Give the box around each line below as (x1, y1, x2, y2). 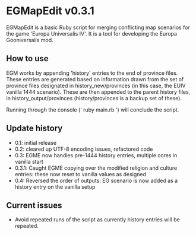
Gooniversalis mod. (6, 36, 53, 43)
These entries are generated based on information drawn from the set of (6, 75, 184, 82)
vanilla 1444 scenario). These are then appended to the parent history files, (6, 88, 191, 96)
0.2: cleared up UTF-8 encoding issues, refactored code (14, 145, 153, 153)
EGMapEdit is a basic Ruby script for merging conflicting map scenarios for (6, 24, 190, 31)
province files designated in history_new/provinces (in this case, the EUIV (6, 82, 186, 89)
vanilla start (14, 158, 43, 165)
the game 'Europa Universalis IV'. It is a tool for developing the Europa (6, 30, 177, 37)
